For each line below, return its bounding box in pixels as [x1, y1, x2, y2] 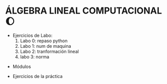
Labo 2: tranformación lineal [20, 48, 79, 54]
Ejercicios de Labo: [12, 32, 53, 38]
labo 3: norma [20, 53, 50, 60]
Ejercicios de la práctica [12, 73, 63, 79]
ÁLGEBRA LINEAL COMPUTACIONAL [5, 5, 162, 17]
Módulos [12, 63, 31, 69]
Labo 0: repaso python [20, 38, 68, 44]
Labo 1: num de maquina [20, 43, 71, 49]
